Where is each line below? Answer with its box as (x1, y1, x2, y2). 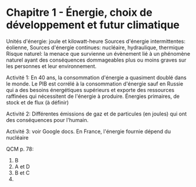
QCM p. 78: (6, 145, 34, 152)
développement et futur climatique (6, 18, 180, 32)
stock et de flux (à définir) (6, 98, 69, 106)
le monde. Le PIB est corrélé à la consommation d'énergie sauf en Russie (6, 80, 184, 87)
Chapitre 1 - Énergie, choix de (6, 6, 153, 19)
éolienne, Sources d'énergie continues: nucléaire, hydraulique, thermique (6, 44, 184, 51)
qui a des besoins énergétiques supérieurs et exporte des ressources (6, 86, 175, 93)
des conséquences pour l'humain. (6, 116, 89, 123)
